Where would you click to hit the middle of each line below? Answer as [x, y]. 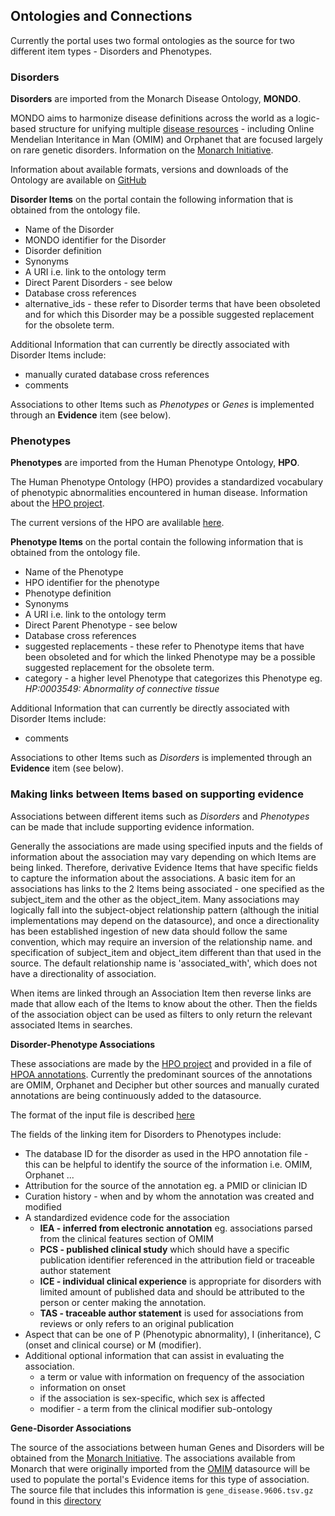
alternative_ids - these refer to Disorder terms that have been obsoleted [172, 304]
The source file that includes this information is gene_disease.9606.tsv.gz [162, 1490]
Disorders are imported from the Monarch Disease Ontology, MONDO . [156, 99]
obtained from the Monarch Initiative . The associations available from [153, 1458]
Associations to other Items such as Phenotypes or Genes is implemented [162, 405]
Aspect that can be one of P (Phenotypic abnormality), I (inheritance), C [173, 1334]
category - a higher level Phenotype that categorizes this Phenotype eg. [173, 678]
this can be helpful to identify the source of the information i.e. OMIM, [168, 1164]
